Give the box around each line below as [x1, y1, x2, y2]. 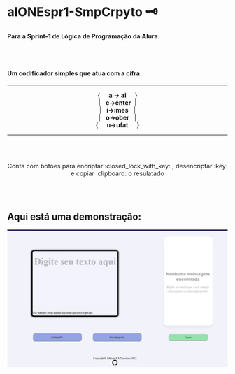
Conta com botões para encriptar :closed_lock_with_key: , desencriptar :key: [7, 162, 228, 171]
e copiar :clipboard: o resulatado [71, 169, 164, 178]
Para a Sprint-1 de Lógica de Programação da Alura [7, 31, 159, 41]
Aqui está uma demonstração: [7, 210, 142, 222]
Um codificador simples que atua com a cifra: [7, 69, 142, 78]
